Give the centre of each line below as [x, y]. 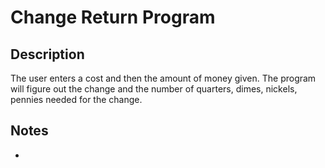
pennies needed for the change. [76, 99]
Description [47, 54]
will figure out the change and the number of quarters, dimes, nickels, [154, 89]
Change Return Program [113, 17]
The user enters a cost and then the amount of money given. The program [163, 78]
